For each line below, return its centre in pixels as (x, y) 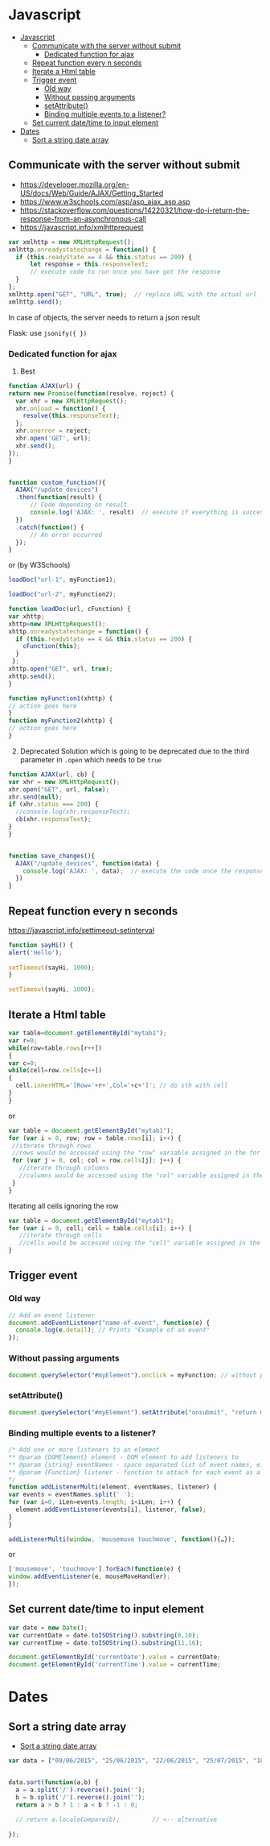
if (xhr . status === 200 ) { (53, 804)
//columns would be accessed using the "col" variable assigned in (134, 1176)
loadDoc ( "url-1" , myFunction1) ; (62, 580)
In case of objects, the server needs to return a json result (104, 317)
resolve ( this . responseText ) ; (72, 416)
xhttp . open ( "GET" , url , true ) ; (61, 669)
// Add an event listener (51, 1315)
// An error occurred (66, 535)
